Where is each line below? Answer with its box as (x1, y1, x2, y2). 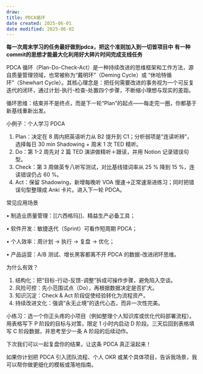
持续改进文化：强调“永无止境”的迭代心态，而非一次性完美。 (15, 299, 164, 307)
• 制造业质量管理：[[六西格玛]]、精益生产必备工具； (6, 212, 136, 220)
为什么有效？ (6, 264, 38, 271)
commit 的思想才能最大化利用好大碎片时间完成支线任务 (6, 51, 143, 58)
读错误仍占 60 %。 (15, 171, 62, 178)
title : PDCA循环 (6, 15, 45, 21)
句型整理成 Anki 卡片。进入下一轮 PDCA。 (20, 186, 125, 193)
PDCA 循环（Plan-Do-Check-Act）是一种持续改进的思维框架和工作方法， (6, 64, 189, 71)
